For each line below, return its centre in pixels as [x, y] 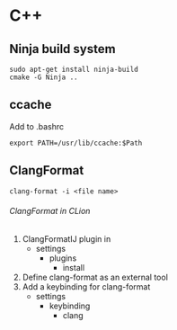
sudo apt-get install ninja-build [74, 69]
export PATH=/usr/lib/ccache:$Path [76, 143]
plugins [63, 258]
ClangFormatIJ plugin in [66, 238]
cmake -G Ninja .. [44, 77]
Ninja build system [62, 49]
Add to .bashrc [37, 126]
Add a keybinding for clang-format [86, 286]
